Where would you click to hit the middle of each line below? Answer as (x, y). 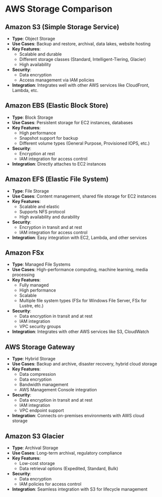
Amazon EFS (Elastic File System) (57, 179)
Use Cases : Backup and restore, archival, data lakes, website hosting (81, 44)
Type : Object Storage (33, 38)
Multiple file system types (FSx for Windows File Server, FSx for (83, 301)
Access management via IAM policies (57, 80)
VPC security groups (40, 327)
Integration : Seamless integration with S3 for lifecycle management (80, 489)
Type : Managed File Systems (41, 264)
